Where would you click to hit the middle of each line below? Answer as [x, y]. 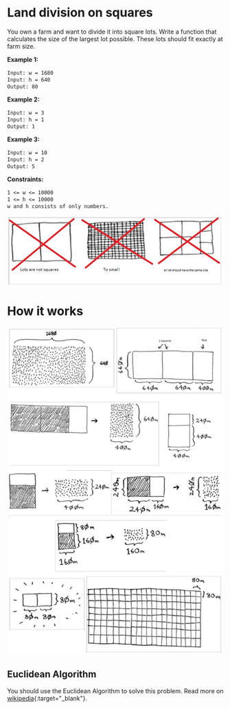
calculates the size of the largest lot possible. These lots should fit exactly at [115, 38]
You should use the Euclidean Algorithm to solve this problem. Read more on [115, 690]
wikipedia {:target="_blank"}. [47, 698]
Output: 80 [23, 86]
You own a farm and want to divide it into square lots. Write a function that [112, 32]
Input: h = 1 [26, 119]
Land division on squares [80, 13]
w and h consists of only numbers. [58, 206]
